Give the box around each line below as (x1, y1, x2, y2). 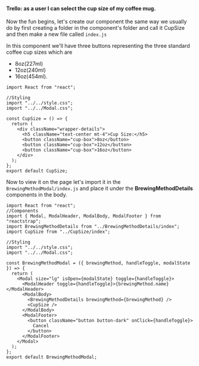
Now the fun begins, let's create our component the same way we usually (6, 18, 187, 25)
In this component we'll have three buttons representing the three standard (6, 42, 191, 50)
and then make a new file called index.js (6, 30, 107, 38)
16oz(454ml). (14, 73, 48, 80)
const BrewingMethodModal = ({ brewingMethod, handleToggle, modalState (6, 260, 191, 266)
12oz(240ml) (14, 66, 46, 74)
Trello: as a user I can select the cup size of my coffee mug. (6, 5, 156, 12)
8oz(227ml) (14, 60, 43, 67)
